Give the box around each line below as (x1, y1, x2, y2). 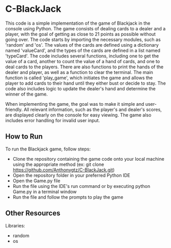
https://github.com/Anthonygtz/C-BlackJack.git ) (12, 166, 115, 173)
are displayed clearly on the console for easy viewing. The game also (5, 111, 152, 118)
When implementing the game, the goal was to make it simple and (5, 101, 144, 107)
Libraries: (5, 222, 26, 228)
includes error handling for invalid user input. (5, 117, 100, 123)
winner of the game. (5, 91, 48, 97)
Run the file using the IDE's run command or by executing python (12, 183, 151, 189)
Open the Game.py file (12, 178, 60, 184)
